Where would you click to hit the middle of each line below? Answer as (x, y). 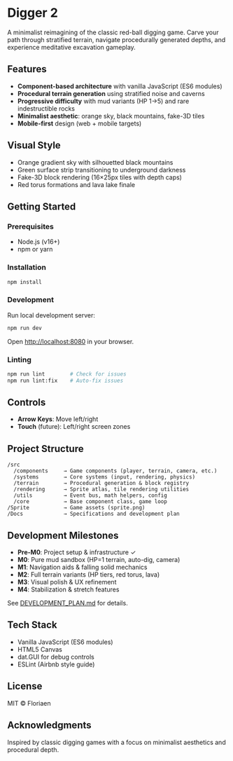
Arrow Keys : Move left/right (58, 419)
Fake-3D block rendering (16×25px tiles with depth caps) (99, 177)
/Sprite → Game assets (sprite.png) (76, 508)
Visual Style (34, 145)
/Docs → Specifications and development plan (93, 514)
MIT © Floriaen (29, 703)
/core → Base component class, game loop (91, 502)
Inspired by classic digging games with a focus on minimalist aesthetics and (116, 742)
